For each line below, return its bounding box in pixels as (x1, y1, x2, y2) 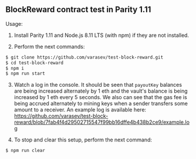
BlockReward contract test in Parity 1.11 (5, 5, 151, 15)
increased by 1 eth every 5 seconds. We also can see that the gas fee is (13, 94, 187, 101)
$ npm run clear (5, 148, 45, 154)
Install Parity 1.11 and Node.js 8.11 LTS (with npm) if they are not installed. (13, 32, 189, 39)
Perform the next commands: (13, 43, 85, 50)
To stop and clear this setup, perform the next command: (13, 136, 152, 143)
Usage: (5, 20, 23, 27)
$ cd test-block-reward (5, 60, 64, 66)
